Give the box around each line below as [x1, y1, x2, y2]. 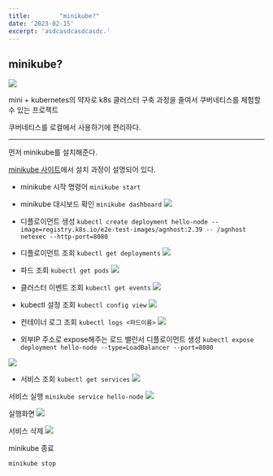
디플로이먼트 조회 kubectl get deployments [19, 248, 161, 258]
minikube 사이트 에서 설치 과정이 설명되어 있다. [8, 164, 156, 175]
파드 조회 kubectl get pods [19, 265, 110, 275]
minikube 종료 [8, 443, 54, 453]
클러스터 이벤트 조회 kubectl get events [19, 282, 152, 293]
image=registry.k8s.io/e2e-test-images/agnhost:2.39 [19, 225, 203, 234]
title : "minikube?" [8, 11, 100, 20]
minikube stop [8, 460, 57, 468]
